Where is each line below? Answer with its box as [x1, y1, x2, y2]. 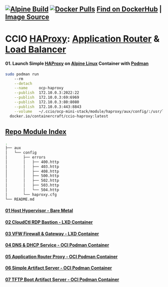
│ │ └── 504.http [5, 188, 59, 193]
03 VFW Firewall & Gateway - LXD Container [5, 230, 99, 236]
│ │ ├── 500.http [5, 174, 59, 179]
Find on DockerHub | [96, 5, 162, 14]
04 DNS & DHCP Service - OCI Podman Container [5, 242, 109, 248]
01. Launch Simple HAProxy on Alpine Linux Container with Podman [5, 61, 149, 67]
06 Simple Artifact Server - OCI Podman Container [5, 265, 112, 271]
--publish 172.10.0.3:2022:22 [14, 90, 79, 95]
